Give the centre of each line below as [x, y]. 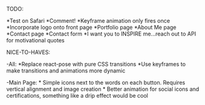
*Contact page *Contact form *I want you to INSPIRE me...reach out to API [101, 34]
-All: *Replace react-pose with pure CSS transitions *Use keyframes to [96, 64]
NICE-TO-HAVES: [28, 52]
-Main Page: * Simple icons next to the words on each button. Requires [96, 83]
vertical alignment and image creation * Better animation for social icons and [103, 89]
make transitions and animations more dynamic [66, 71]
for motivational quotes [35, 40]
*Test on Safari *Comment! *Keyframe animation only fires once [88, 21]
